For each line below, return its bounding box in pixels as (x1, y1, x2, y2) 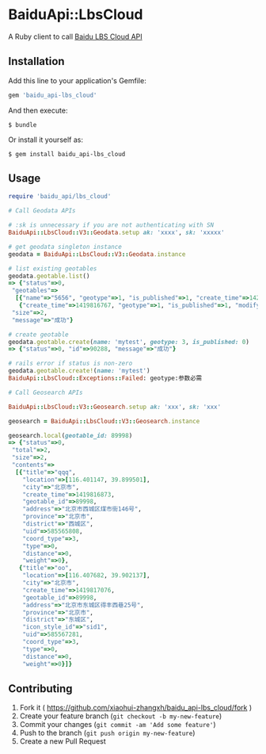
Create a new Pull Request (19, 737, 107, 746)
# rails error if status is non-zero (8, 359, 133, 368)
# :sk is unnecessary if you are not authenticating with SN (8, 221, 215, 229)
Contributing (8, 682, 73, 695)
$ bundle (8, 121, 37, 128)
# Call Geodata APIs (8, 207, 77, 215)
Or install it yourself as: (8, 135, 83, 144)
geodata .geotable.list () (8, 272, 90, 280)
